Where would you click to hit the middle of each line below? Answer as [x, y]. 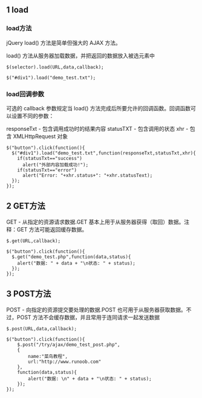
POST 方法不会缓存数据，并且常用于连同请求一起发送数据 [88, 317]
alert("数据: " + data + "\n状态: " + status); [77, 263]
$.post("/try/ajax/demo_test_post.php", [69, 345]
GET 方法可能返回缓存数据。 [52, 229]
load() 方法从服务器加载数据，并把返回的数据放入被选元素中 [81, 55]
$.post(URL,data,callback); [42, 329]
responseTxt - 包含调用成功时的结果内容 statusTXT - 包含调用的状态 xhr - [97, 128]
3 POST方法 [29, 294]
